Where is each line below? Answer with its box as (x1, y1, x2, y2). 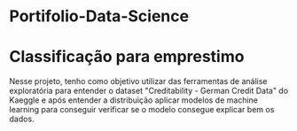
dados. (9, 113, 35, 125)
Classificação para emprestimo (9, 47, 245, 67)
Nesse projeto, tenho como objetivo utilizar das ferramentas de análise (9, 76, 268, 87)
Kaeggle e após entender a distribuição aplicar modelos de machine (9, 95, 259, 105)
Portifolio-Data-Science (9, 6, 189, 27)
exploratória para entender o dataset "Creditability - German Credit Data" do (9, 86, 289, 96)
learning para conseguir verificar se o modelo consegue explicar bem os (9, 104, 275, 115)
